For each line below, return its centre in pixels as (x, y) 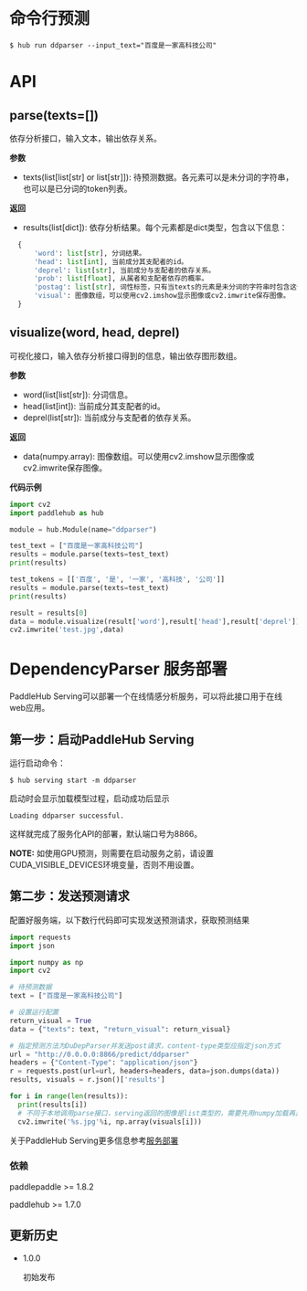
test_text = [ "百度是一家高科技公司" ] (76, 546)
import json (32, 946)
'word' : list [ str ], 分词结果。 (90, 253)
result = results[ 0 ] (49, 613)
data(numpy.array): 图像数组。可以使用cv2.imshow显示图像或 (138, 456)
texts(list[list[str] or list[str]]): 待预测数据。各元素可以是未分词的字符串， (158, 177)
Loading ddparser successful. (67, 816)
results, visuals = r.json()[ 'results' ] (88, 1080)
